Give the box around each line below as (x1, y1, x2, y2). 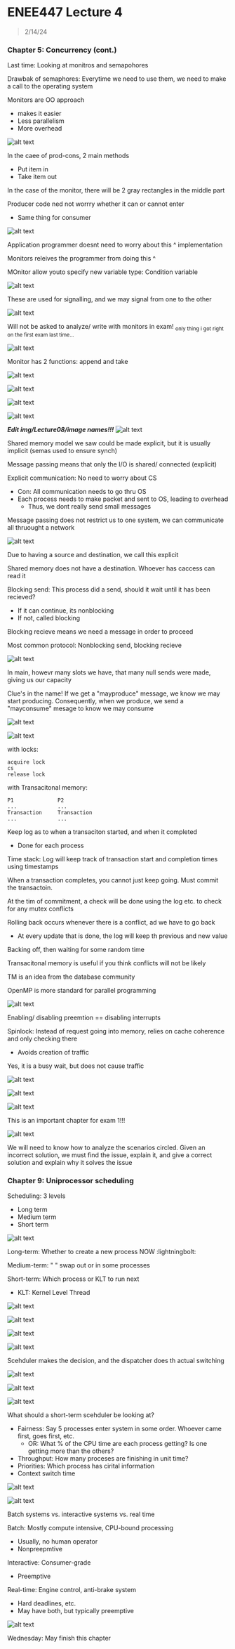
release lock (7, 771, 46, 778)
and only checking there (7, 1034, 78, 1043)
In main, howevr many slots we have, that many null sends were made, (7, 668, 211, 677)
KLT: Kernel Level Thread (17, 1289, 90, 1297)
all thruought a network (7, 523, 75, 532)
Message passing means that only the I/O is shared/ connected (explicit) (7, 460, 217, 469)
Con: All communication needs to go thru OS (17, 488, 147, 496)
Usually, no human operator (17, 1537, 98, 1546)
